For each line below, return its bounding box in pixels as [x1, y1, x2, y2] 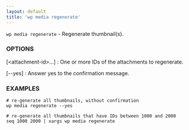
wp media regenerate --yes [6, 103, 73, 109]
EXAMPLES [6, 84, 40, 92]
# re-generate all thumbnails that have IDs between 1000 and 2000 [6, 113, 177, 119]
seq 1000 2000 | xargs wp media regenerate [6, 118, 116, 124]
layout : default [6, 8, 46, 15]
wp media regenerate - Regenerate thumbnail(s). [6, 30, 124, 37]
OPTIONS [6, 45, 34, 53]
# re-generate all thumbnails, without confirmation [6, 98, 139, 104]
